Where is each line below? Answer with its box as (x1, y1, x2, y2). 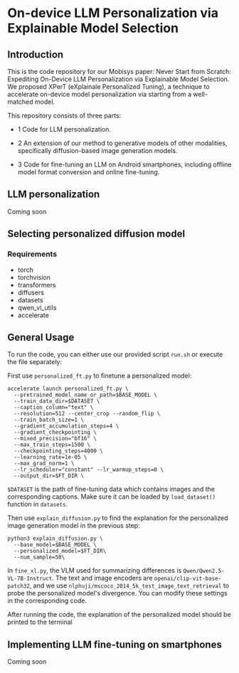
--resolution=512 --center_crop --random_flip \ (14, 410, 161, 418)
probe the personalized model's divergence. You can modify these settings (7, 589, 228, 598)
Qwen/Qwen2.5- (183, 568, 225, 575)
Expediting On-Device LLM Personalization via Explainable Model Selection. (7, 75, 230, 83)
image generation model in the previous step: (7, 521, 140, 530)
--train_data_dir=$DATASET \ (14, 398, 100, 405)
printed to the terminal (7, 618, 73, 627)
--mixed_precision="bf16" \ (14, 435, 97, 443)
